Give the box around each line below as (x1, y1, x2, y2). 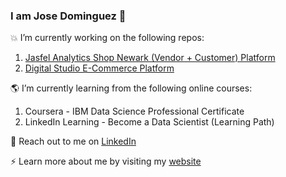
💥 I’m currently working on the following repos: (10, 32, 205, 44)
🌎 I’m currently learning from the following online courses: (10, 82, 253, 94)
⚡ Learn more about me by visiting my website (10, 155, 202, 168)
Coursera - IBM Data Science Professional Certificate (24, 105, 245, 118)
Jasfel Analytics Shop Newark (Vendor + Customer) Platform (24, 52, 276, 64)
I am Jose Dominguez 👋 (10, 9, 127, 23)
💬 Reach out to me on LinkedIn (10, 135, 137, 148)
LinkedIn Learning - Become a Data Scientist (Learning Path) (24, 116, 275, 128)
